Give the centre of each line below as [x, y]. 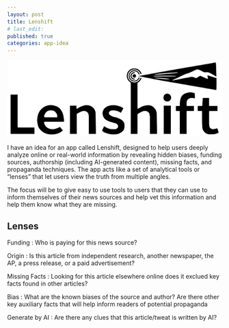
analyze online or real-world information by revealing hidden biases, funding [114, 155]
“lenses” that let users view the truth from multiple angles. [89, 177]
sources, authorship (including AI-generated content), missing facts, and [109, 162]
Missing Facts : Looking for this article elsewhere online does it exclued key [113, 277]
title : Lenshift [30, 22]
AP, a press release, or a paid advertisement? [71, 263]
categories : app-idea [38, 43]
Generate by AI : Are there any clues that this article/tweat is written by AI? [112, 318]
